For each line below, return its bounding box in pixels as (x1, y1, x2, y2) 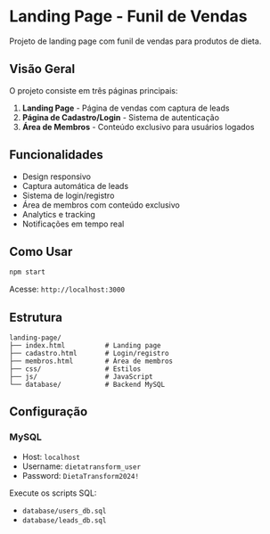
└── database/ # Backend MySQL (9, 381, 166, 390)
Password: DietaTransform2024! (21, 470, 140, 481)
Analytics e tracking (21, 209, 96, 219)
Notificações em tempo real (21, 218, 125, 229)
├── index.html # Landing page (9, 341, 162, 350)
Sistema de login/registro (21, 190, 115, 201)
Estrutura (9, 309, 63, 325)
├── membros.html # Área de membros (9, 357, 174, 366)
